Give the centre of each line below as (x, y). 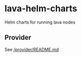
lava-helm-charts (41, 9)
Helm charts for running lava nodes (40, 22)
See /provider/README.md (32, 49)
